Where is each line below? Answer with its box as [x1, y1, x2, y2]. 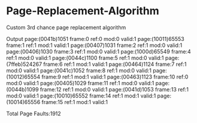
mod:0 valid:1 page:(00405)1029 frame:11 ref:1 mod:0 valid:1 [6, 79, 154, 87]
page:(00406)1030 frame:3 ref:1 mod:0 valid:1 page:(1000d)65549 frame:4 [6, 48, 191, 55]
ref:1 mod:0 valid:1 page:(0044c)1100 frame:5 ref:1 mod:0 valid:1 [6, 54, 164, 61]
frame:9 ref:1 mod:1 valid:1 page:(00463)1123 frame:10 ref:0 [41, 73, 189, 80]
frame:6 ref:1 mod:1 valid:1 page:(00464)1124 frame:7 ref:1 [43, 61, 187, 68]
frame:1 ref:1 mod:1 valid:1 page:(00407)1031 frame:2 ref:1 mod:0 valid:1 [6, 42, 183, 49]
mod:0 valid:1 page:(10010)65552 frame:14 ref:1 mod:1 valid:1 [6, 92, 156, 99]
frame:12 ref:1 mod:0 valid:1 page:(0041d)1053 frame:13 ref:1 [40, 86, 189, 93]
